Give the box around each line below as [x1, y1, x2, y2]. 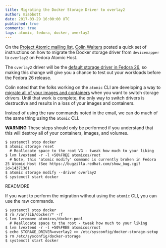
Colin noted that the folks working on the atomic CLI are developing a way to [5, 84, 161, 90]
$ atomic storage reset [5, 144, 55, 149]
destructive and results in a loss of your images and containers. [5, 100, 135, 106]
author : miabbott [5, 12, 41, 17]
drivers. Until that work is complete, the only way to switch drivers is [5, 95, 145, 101]
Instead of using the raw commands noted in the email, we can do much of [5, 110, 158, 116]
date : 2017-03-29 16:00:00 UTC [5, 16, 70, 21]
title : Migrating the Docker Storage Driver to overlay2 [5, 7, 125, 12]
